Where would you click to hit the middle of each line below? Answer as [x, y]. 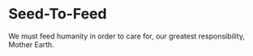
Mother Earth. [31, 44]
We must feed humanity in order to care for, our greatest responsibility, [127, 36]
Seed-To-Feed [58, 14]
